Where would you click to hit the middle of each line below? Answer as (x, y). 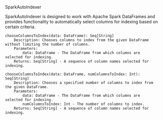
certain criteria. (20, 27)
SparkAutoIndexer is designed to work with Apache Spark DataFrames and (80, 16)
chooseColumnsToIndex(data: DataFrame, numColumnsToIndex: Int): (72, 74)
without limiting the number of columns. (48, 44)
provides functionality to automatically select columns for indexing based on (81, 22)
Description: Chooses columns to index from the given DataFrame (81, 40)
